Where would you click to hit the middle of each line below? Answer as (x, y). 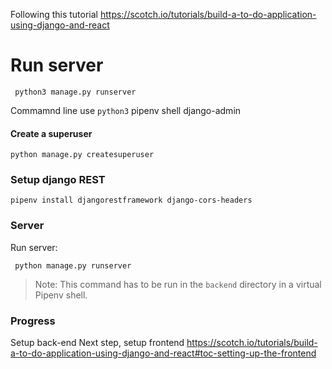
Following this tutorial (54, 14)
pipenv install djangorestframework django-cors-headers (131, 200)
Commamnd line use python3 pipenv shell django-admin (126, 110)
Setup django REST (58, 180)
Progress (33, 321)
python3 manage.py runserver (75, 92)
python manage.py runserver (73, 265)
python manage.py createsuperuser (82, 155)
